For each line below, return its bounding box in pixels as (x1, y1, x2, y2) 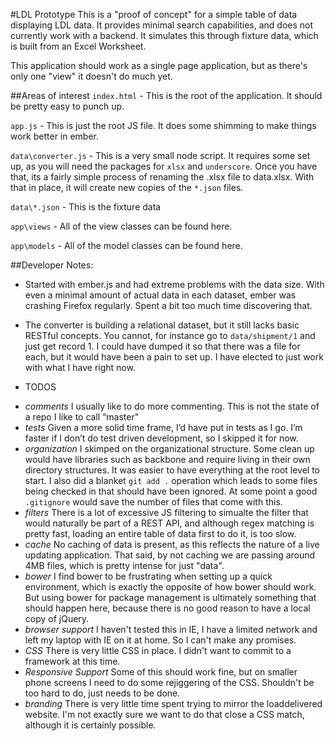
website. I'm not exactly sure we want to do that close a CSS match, (24, 709, 305, 720)
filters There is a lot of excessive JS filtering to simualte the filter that (24, 507, 309, 518)
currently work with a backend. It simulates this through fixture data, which (10, 30, 319, 41)
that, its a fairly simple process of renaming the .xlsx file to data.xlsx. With (10, 171, 315, 183)
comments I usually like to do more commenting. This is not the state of (24, 400, 320, 412)
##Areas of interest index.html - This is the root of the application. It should (10, 90, 323, 101)
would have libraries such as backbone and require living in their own (24, 454, 311, 465)
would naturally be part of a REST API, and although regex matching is (24, 517, 315, 529)
